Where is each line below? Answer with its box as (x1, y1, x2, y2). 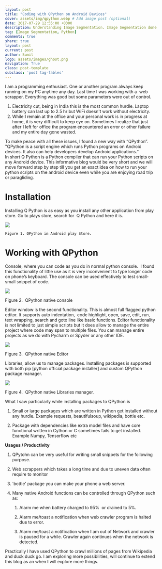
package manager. (5, 371, 43, 376)
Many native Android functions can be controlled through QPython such (12, 490, 156, 496)
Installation (5, 192, 51, 203)
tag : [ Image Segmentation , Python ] (5, 30, 77, 34)
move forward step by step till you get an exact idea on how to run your (5, 164, 147, 170)
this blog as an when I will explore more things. (5, 558, 99, 564)
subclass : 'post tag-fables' (5, 70, 64, 75)
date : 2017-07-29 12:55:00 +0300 (5, 20, 73, 26)
